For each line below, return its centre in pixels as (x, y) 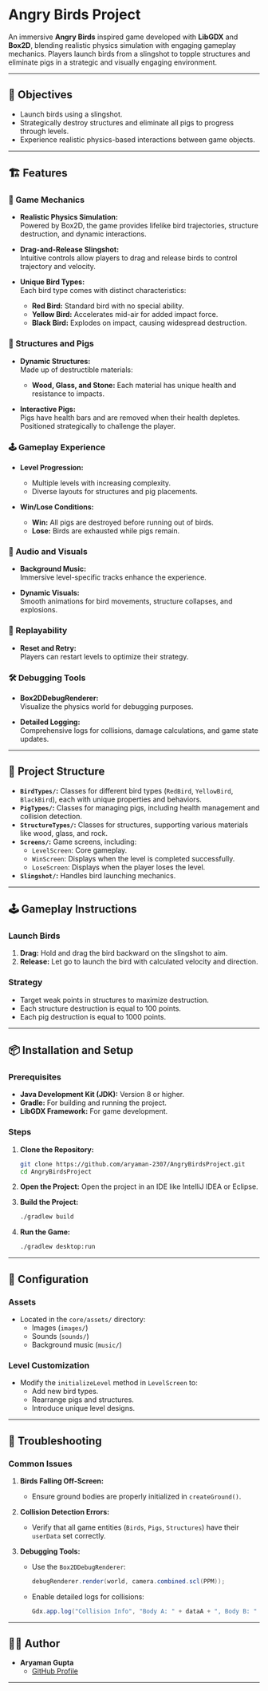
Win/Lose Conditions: (57, 507)
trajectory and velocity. (57, 267)
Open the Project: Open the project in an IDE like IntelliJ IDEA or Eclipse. (139, 1186)
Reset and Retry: (48, 647)
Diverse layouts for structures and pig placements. (114, 492)
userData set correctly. (69, 1535)
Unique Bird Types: (52, 282)
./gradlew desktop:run (57, 1247)
